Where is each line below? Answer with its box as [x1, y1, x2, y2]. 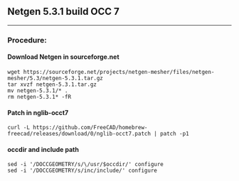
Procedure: [7, 35, 48, 45]
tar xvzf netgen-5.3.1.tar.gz [7, 81, 97, 88]
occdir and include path [7, 145, 80, 153]
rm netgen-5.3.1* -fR [7, 93, 72, 100]
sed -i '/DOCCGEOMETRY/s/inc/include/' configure [7, 167, 158, 175]
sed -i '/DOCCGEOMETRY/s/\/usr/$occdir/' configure [7, 161, 164, 168]
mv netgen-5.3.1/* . [7, 87, 69, 94]
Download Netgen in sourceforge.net [7, 53, 119, 61]
